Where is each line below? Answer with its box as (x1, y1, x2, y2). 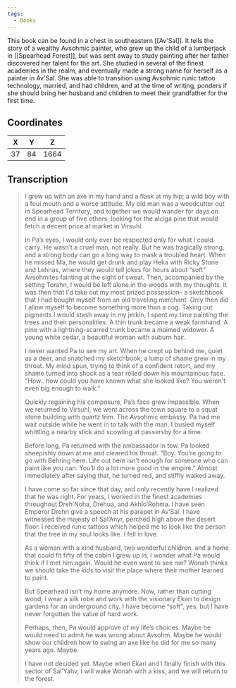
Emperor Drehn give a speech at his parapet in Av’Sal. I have (24, 508, 201, 516)
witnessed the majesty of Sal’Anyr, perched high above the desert (24, 515, 216, 524)
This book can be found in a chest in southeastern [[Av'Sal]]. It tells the (7, 36, 213, 44)
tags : (7, 10, 23, 18)
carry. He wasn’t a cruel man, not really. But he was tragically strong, (24, 243, 225, 252)
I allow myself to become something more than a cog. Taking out (24, 303, 213, 312)
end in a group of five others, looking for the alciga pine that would (24, 214, 218, 223)
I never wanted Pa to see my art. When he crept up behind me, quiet (24, 347, 223, 355)
